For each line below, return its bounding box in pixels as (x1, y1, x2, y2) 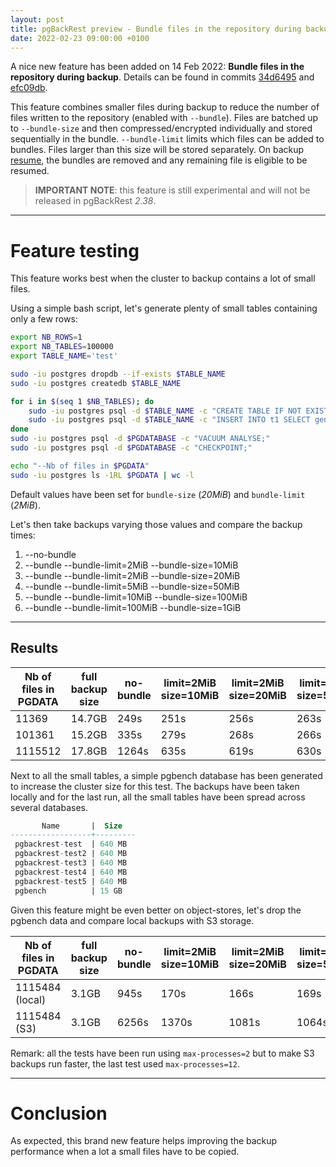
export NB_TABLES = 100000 (10, 342, 114, 352)
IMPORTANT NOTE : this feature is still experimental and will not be (34, 184, 311, 196)
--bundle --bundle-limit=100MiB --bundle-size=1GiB (24, 601, 242, 613)
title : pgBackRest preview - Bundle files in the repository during (10, 24, 302, 34)
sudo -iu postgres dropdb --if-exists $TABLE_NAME (10, 369, 226, 379)
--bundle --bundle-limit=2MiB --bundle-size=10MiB (24, 559, 239, 571)
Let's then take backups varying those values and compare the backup (10, 518, 303, 530)
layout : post (10, 14, 65, 25)
